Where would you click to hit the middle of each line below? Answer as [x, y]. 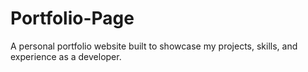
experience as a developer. [66, 56]
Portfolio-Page [72, 18]
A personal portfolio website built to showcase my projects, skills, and [154, 46]
